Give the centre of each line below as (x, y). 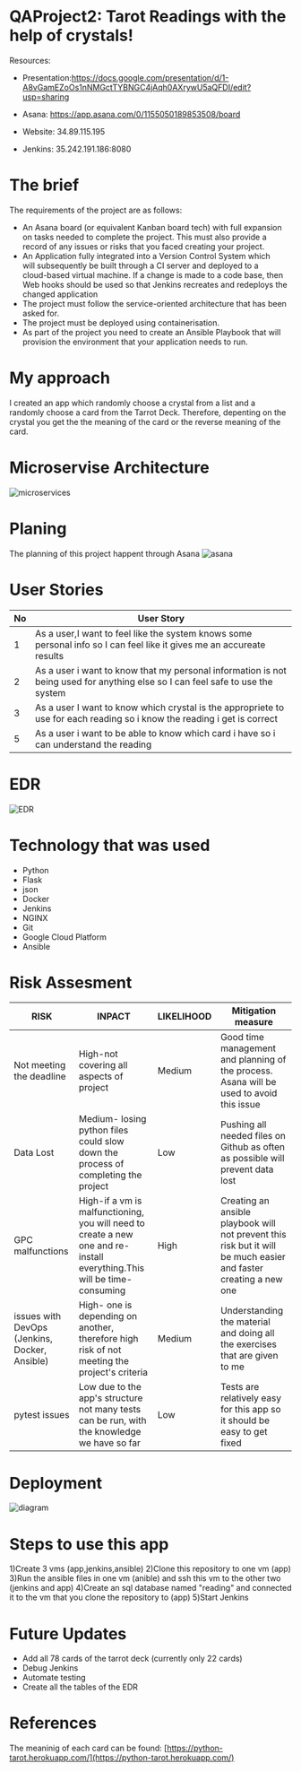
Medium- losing (113, 1119)
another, (97, 1327)
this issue (241, 1105)
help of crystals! (72, 35)
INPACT (114, 1017)
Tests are (240, 1387)
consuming (103, 1290)
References (53, 1723)
